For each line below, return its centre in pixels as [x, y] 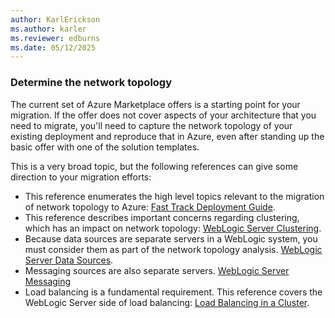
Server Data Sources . [69, 260]
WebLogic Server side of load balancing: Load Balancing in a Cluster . [167, 302]
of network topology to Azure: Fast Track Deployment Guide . [150, 207]
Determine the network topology [91, 83]
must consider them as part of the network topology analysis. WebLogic [173, 249]
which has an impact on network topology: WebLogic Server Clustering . [173, 228]
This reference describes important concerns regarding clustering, [162, 217]
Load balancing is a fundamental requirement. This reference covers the [173, 292]
